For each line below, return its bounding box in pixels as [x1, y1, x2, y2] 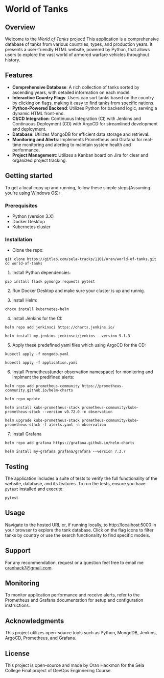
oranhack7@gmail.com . [5, 564, 53, 571]
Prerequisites [5, 202, 38, 209]
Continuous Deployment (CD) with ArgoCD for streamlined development [12, 120, 158, 126]
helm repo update [5, 397, 41, 402]
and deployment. [12, 126, 47, 132]
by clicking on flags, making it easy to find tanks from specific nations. [12, 100, 155, 106]
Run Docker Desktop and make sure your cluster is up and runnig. [12, 288, 145, 294]
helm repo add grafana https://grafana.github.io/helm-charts [5, 441, 135, 445]
